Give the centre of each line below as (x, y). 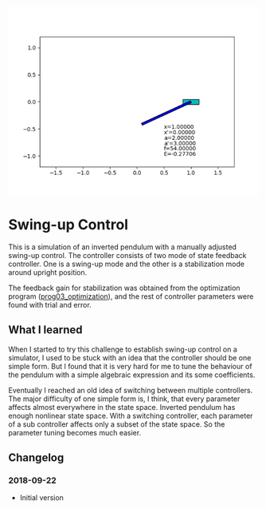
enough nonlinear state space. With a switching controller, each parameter (131, 416)
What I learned (45, 330)
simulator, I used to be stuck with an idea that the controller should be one (130, 357)
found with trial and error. (50, 304)
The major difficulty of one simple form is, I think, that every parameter (124, 399)
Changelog (36, 458)
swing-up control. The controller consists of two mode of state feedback (127, 255)
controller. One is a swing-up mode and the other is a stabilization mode (127, 264)
